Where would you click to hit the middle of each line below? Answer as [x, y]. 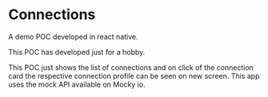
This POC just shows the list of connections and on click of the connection [131, 67]
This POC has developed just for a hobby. [77, 52]
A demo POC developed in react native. [73, 37]
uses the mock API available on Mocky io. [77, 84]
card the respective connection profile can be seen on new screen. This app [134, 76]
